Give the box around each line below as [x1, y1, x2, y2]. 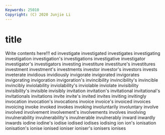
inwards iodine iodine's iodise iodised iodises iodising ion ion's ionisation [5, 120, 156, 126]
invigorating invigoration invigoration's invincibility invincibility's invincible [5, 77, 158, 83]
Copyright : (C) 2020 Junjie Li [5, 12, 71, 17]
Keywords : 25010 [5, 7, 39, 13]
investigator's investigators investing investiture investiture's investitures [5, 61, 156, 67]
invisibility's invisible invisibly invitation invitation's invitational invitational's [5, 88, 160, 94]
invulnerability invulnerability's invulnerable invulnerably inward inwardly [5, 114, 155, 121]
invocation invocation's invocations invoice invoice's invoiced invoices [5, 99, 151, 105]
